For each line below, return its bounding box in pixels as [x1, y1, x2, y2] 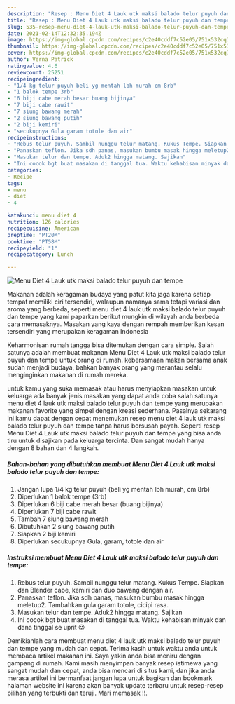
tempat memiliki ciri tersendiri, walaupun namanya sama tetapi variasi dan [7, 297, 220, 306]
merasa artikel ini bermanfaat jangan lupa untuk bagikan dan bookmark [7, 674, 213, 682]
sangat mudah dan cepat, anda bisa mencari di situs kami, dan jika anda [7, 667, 215, 675]
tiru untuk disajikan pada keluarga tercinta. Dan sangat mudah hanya [7, 436, 205, 445]
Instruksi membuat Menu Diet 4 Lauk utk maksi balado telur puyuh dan [7, 553, 219, 562]
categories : [7, 166, 42, 174]
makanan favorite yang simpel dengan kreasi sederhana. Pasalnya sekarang [7, 407, 227, 415]
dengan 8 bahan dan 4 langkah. [7, 444, 99, 452]
